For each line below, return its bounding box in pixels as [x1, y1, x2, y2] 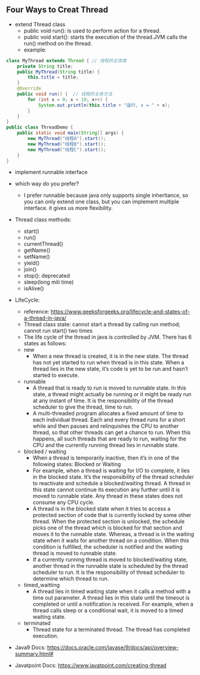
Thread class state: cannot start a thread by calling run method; [23, 321, 181, 328]
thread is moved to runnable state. [32, 550, 118, 557]
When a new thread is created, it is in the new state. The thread [32, 352, 189, 360]
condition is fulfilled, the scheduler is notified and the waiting [32, 543, 183, 551]
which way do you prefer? [14, 180, 79, 187]
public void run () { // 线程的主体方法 [17, 91, 112, 98]
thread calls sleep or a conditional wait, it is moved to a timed [32, 607, 183, 614]
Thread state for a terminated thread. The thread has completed [32, 626, 190, 633]
